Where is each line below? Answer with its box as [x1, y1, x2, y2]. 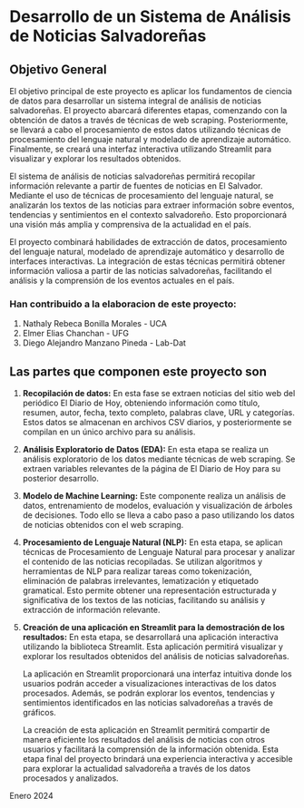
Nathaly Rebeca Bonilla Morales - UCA [22, 318, 168, 329]
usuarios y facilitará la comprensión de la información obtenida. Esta [22, 744, 279, 754]
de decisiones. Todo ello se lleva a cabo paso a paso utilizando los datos [22, 510, 295, 521]
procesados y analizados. [22, 773, 120, 784]
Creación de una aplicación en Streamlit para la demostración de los [22, 622, 286, 633]
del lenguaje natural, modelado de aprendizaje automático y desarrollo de [9, 247, 285, 257]
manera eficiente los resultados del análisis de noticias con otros [22, 735, 266, 745]
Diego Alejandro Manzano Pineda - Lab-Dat [22, 337, 186, 348]
